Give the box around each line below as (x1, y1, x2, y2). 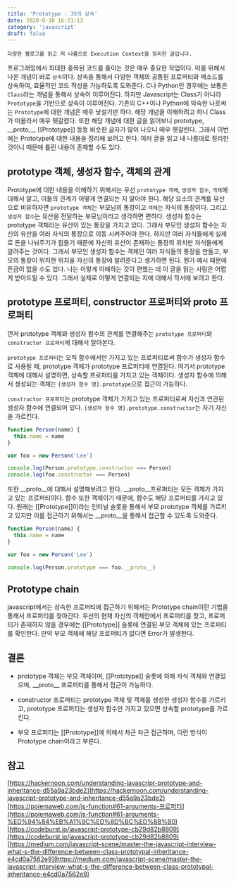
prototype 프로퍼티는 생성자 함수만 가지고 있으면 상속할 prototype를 (27, 705, 216, 713)
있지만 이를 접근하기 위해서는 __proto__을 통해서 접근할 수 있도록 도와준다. (14, 511, 218, 520)
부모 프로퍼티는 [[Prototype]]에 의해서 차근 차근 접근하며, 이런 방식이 (17, 728, 208, 736)
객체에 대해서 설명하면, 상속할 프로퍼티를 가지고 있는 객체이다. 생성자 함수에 (7, 370, 214, 379)
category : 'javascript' (7, 23, 77, 30)
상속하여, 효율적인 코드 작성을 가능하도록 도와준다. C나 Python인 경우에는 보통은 (7, 82, 228, 90)
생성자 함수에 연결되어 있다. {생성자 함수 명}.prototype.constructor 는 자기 (7, 403, 214, 412)
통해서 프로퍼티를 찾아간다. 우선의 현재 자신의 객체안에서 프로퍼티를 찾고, (7, 612, 206, 620)
